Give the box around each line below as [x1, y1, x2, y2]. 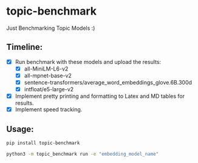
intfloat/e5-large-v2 [24, 86, 74, 92]
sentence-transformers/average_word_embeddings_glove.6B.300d [24, 78, 193, 86]
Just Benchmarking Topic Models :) [6, 24, 95, 32]
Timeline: [6, 42, 43, 52]
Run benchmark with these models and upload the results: [15, 58, 162, 65]
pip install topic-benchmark [6, 140, 80, 146]
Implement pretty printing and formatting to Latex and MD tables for [15, 92, 185, 100]
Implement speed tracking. [15, 106, 83, 113]
